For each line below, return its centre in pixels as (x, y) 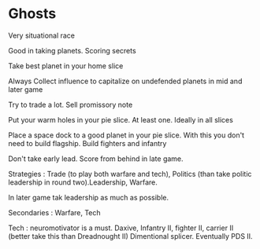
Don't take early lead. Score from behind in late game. (96, 159)
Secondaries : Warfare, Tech (54, 212)
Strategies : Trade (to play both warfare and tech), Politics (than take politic (130, 174)
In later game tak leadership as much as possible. (89, 197)
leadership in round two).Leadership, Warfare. (83, 182)
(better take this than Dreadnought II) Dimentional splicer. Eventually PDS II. (131, 236)
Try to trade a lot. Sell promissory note (71, 104)
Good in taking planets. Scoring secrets (72, 50)
